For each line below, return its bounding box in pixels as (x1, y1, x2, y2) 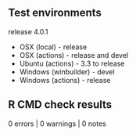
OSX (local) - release (19, 42, 88, 52)
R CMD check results (8, 98, 113, 112)
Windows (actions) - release (19, 75, 111, 84)
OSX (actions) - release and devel (19, 50, 129, 59)
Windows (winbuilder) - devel (19, 66, 115, 77)
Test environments (8, 6, 102, 20)
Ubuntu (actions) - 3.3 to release (19, 59, 125, 68)
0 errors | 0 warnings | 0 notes (8, 119, 107, 128)
